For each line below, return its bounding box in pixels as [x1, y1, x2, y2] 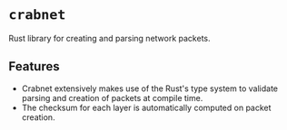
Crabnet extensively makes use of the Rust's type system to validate [21, 83, 279, 94]
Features [8, 59, 60, 74]
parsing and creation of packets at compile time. [21, 92, 203, 103]
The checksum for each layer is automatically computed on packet [21, 102, 272, 113]
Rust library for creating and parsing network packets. [8, 32, 211, 43]
